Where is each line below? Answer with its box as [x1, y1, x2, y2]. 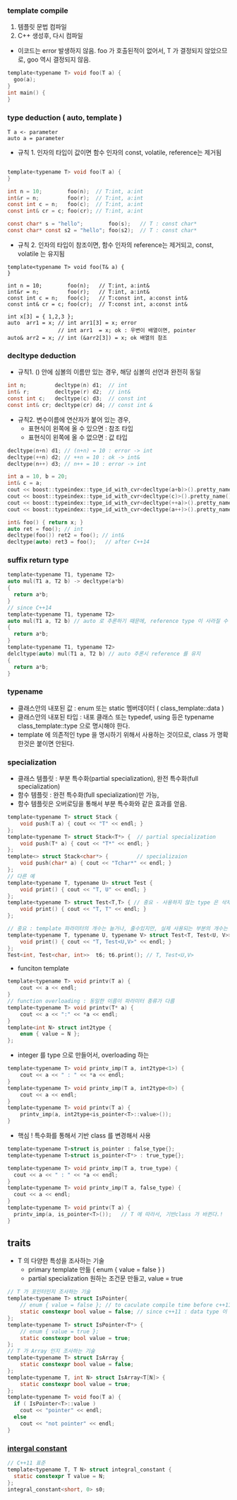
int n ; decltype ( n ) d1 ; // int [7, 382, 128, 389]
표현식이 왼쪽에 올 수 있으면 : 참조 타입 [28, 424, 134, 433]
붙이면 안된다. [36, 739, 75, 748]
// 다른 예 [7, 873, 35, 880]
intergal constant [7, 1443, 68, 1453]
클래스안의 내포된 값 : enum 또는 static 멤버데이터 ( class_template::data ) [17, 704, 224, 712]
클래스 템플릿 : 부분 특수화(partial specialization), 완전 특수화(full [17, 774, 199, 783]
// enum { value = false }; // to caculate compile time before [20, 1302, 213, 1309]
